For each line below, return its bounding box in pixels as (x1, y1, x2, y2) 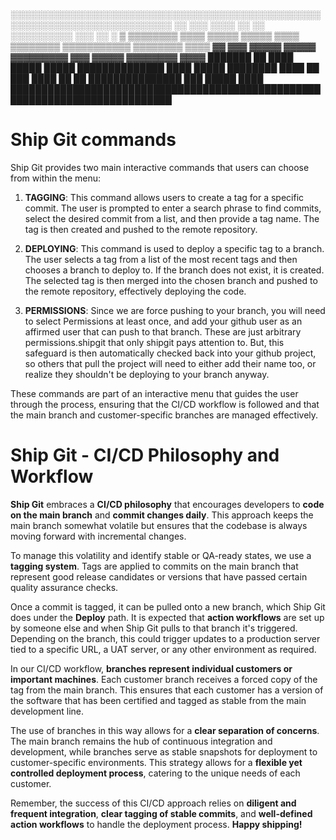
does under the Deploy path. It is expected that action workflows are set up (10, 611, 325, 623)
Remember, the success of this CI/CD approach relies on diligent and (10, 797, 297, 809)
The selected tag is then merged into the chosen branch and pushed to (24, 274, 318, 286)
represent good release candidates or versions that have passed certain (10, 570, 308, 583)
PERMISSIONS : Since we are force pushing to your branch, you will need (24, 304, 326, 316)
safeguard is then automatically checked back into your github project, (24, 347, 317, 359)
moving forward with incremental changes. (10, 530, 187, 542)
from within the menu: (10, 172, 102, 184)
